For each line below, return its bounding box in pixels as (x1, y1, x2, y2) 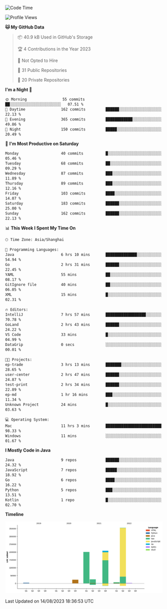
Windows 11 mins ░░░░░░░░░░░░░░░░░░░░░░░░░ (5, 433, 162, 438)
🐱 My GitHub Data (5, 24, 45, 30)
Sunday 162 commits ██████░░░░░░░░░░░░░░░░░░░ (5, 211, 162, 216)
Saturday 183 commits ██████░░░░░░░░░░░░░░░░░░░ (5, 201, 162, 206)
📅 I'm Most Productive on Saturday (5, 140, 79, 146)
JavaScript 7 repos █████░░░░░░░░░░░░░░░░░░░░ (5, 467, 162, 472)
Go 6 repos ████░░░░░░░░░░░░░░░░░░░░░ (5, 477, 162, 482)
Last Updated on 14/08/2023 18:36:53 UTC (5, 598, 94, 604)
